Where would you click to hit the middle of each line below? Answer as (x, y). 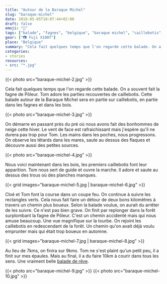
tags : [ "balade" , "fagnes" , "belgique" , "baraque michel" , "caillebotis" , (84, 33)
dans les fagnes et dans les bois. (39, 105)
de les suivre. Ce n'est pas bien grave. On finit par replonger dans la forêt (80, 210)
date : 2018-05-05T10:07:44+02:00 (40, 19)
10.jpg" (12, 276)
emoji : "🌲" (16, 28)
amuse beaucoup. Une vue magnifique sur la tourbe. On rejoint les (73, 221)
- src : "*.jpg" (21, 65)
